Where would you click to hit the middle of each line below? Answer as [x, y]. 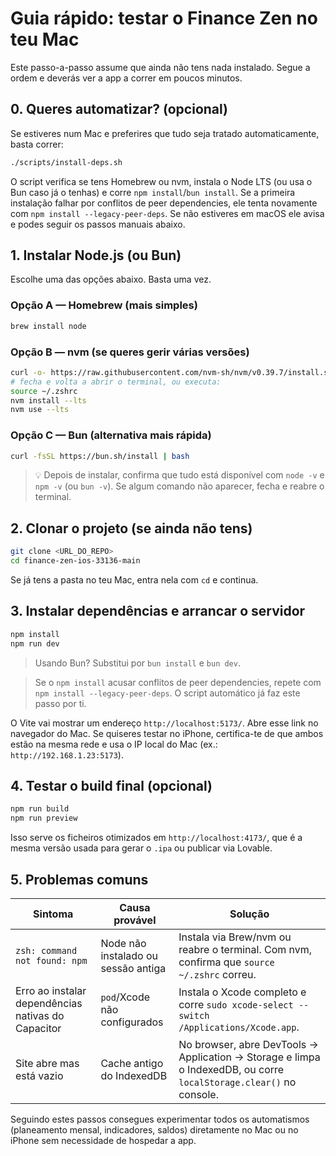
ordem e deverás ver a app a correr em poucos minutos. [126, 78]
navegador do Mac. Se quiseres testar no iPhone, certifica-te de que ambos [167, 733]
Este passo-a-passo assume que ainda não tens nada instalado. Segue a [160, 67]
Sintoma [53, 914]
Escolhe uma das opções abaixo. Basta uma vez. [111, 279]
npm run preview [44, 818]
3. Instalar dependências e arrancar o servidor [158, 611]
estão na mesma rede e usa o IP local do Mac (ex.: [114, 744]
